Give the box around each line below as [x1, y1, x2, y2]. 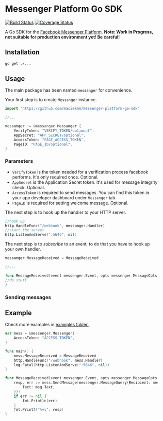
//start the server [5, 228, 45, 233]
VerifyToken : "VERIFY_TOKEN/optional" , [14, 128, 95, 133]
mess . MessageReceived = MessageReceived [14, 353, 97, 358]
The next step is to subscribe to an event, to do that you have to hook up [5, 241, 150, 247]
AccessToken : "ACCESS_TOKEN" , [14, 335, 75, 341]
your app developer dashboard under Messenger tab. [12, 194, 116, 200]
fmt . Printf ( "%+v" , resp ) [14, 407, 64, 412]
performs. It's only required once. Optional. [12, 174, 98, 180]
